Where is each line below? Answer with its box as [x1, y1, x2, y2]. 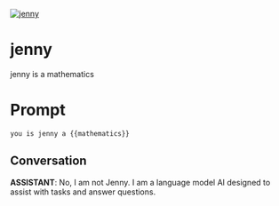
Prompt [10, 100, 66, 120]
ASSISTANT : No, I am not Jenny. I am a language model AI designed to [10, 177, 271, 187]
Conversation [10, 154, 87, 169]
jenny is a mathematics [10, 68, 94, 79]
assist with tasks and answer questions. [10, 186, 156, 197]
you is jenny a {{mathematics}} [10, 129, 130, 138]
